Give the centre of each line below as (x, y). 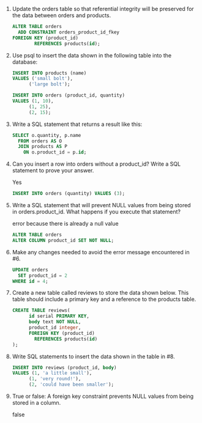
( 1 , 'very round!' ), (55, 379)
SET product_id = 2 (43, 275)
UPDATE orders (30, 270)
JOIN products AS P (43, 147)
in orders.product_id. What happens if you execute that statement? (96, 211)
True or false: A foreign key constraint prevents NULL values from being (103, 396)
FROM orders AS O (40, 141)
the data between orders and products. (62, 15)
